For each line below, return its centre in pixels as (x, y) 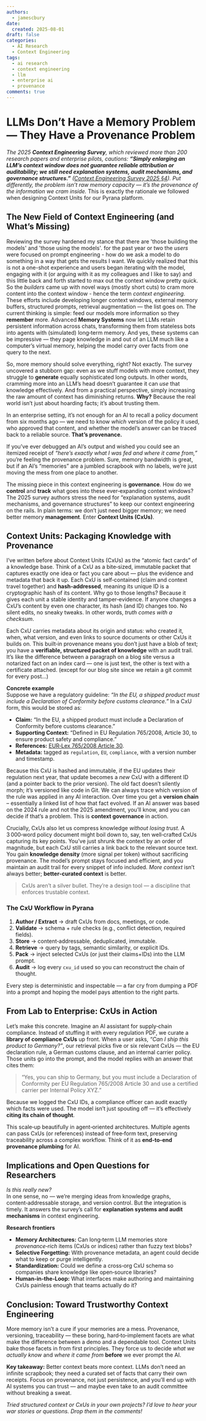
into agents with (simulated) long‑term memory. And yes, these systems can (103, 332)
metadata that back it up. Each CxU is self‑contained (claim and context (97, 580)
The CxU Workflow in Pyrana (50, 908)
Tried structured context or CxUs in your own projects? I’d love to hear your (102, 1405)
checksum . (21, 619)
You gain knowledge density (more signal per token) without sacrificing (97, 854)
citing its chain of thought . (41, 1115)
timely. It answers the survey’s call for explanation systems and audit (94, 1210)
